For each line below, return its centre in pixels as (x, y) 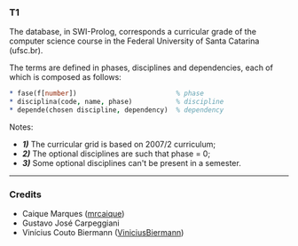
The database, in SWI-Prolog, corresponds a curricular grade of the (133, 32)
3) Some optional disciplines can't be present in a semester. (131, 163)
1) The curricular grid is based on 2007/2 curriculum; (118, 144)
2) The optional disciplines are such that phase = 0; (116, 154)
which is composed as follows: (65, 77)
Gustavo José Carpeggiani (71, 223)
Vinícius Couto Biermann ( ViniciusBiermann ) (103, 233)
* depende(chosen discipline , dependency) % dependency (117, 110)
